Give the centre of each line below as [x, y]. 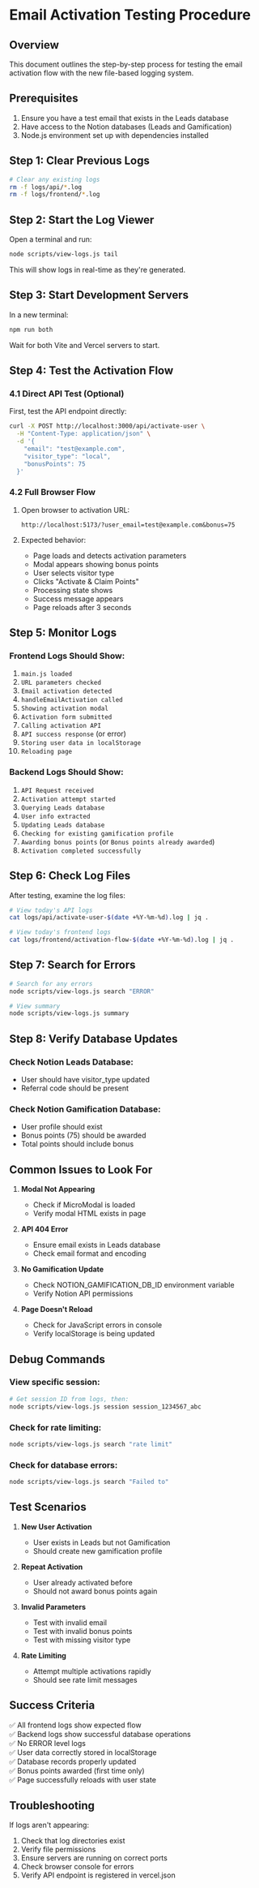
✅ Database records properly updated [73, 1761]
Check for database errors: [64, 1464]
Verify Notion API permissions [83, 1294]
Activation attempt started [68, 799]
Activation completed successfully [81, 851]
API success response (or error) [73, 734]
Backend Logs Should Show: [66, 772]
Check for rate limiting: [55, 1427]
